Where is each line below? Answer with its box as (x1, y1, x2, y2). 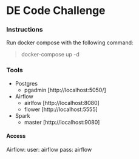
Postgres (15, 79, 38, 87)
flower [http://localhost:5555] (24, 106, 98, 113)
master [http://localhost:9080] (24, 118, 100, 126)
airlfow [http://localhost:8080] (24, 99, 100, 106)
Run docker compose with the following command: (6, 39, 134, 46)
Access (6, 132, 26, 140)
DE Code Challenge (6, 4, 106, 18)
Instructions (6, 25, 44, 34)
